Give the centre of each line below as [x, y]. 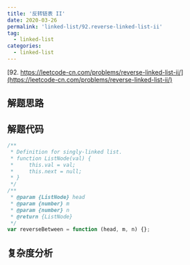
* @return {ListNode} [41, 216]
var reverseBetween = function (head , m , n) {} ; [79, 230]
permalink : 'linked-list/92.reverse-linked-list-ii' [85, 26]
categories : [24, 46]
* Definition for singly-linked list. [66, 152]
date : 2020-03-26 [32, 20]
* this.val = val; [43, 165]
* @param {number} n [40, 210]
